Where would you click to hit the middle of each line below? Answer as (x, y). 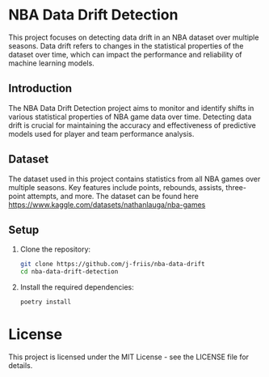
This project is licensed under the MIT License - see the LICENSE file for (128, 357)
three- (236, 187)
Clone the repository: (55, 249)
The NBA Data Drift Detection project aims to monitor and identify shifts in (131, 108)
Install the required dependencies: (77, 287)
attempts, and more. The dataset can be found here (113, 196)
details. (21, 365)
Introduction (40, 89)
